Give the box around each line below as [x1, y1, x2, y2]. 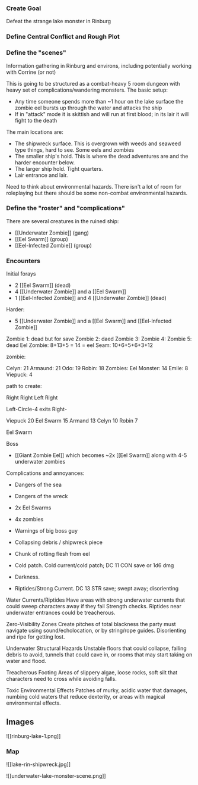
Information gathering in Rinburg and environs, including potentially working [6, 62, 191, 69]
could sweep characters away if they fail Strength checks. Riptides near [6, 603, 182, 610]
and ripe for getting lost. [6, 633, 65, 640]
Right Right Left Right [6, 394, 58, 401]
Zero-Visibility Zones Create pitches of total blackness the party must [6, 621, 176, 628]
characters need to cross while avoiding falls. [6, 675, 117, 683]
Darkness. [14, 573, 40, 581]
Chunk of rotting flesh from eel [14, 551, 90, 558]
